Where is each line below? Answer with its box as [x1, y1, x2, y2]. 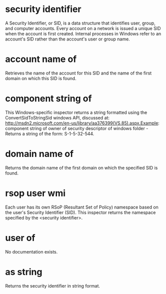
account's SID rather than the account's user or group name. [5, 36, 130, 42]
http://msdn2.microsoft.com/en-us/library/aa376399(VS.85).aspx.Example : [5, 120, 160, 126]
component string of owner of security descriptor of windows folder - [5, 125, 149, 131]
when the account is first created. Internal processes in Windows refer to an [5, 30, 162, 36]
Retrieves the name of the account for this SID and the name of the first [5, 70, 152, 76]
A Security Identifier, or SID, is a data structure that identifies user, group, [5, 20, 156, 26]
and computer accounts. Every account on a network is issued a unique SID [5, 25, 161, 31]
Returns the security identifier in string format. [5, 282, 101, 288]
